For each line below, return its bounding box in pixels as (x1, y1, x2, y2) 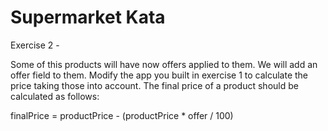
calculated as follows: (10, 90, 100, 102)
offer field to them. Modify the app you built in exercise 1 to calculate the (10, 69, 309, 81)
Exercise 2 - (10, 39, 60, 51)
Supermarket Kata (10, 6, 166, 29)
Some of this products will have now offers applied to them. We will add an (10, 58, 318, 70)
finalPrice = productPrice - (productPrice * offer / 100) (10, 109, 234, 121)
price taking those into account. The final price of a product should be (10, 79, 299, 91)
